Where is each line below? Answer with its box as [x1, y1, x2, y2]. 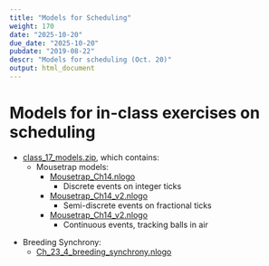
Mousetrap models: [35, 161, 109, 172]
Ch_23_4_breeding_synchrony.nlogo [35, 246, 172, 257]
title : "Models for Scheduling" [9, 13, 131, 23]
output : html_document [9, 64, 95, 73]
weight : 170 [9, 22, 54, 31]
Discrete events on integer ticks [62, 180, 182, 191]
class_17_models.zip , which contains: [22, 151, 160, 163]
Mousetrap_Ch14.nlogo [49, 171, 136, 182]
